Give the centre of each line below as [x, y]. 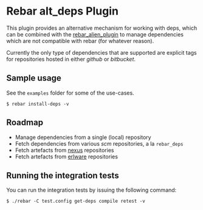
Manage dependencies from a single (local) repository [83, 137]
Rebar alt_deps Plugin [62, 11]
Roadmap [25, 123]
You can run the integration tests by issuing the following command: [91, 190]
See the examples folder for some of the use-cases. [71, 93]
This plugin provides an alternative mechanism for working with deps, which [102, 28]
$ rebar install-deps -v [38, 104]
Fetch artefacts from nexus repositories [64, 150]
